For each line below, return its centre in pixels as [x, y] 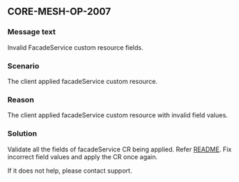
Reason [21, 100]
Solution [22, 134]
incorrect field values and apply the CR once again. [83, 156]
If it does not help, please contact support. [70, 171]
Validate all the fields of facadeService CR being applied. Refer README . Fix [119, 149]
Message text [31, 32]
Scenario [23, 65]
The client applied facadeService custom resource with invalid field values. [118, 115]
